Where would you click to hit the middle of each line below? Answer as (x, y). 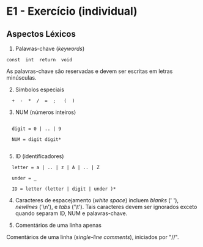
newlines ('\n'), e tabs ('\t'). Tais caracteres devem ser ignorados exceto (106, 207)
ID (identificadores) (39, 156)
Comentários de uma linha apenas (58, 225)
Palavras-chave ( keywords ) (50, 48)
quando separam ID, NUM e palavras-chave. (71, 213)
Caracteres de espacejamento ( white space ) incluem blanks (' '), (97, 200)
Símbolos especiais (39, 89)
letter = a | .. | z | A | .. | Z (56, 167)
